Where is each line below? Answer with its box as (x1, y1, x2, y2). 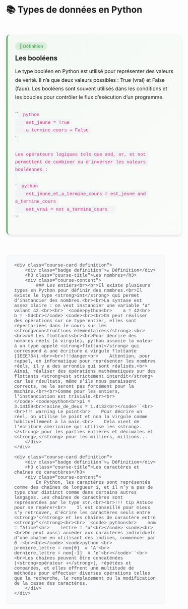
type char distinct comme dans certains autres (14, 489, 137, 495)
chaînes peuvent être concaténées (36, 555, 123, 561)
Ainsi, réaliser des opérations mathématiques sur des (14, 368, 156, 374)
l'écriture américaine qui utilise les (14, 424, 115, 430)
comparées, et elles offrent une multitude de (14, 565, 134, 571)
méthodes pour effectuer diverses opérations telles (14, 570, 151, 576)
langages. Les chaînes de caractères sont (14, 494, 123, 500)
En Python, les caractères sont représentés (36, 479, 151, 485)
